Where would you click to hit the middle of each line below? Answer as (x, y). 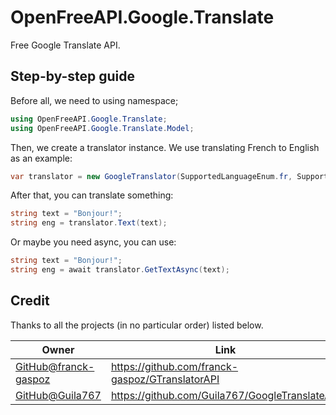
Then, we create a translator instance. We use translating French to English (165, 147)
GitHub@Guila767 (58, 395)
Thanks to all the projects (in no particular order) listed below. (137, 325)
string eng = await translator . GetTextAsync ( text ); (120, 270)
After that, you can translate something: (92, 195)
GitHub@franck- (55, 366)
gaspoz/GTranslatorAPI (165, 379)
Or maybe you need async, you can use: (93, 242)
